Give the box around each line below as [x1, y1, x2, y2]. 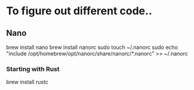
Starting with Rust [6, 64, 60, 73]
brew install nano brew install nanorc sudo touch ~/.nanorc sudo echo [6, 44, 178, 51]
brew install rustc [6, 79, 49, 86]
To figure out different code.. [6, 4, 152, 18]
